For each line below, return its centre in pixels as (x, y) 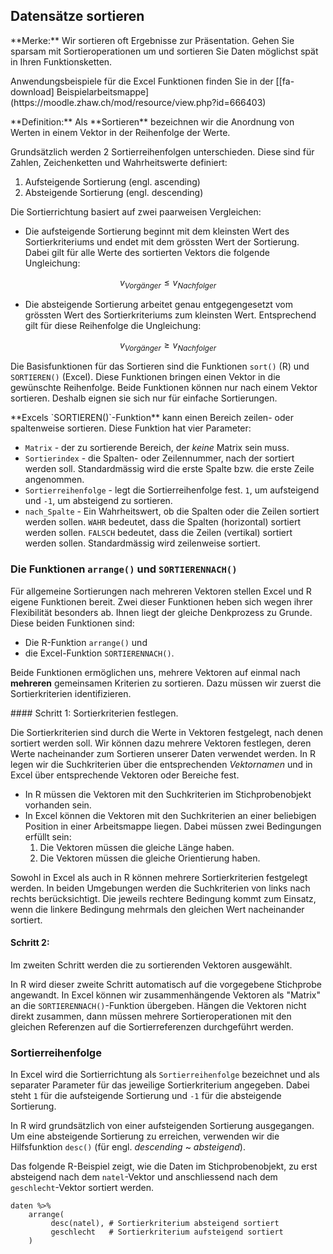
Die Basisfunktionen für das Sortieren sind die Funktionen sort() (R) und (160, 366)
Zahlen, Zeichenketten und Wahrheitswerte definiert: (119, 162)
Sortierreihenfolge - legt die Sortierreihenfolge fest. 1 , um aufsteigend (172, 490)
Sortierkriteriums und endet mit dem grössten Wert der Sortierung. (162, 241)
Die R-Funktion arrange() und (86, 642)
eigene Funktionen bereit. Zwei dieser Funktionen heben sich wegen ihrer (161, 601)
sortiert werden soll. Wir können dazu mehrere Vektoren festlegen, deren (161, 743)
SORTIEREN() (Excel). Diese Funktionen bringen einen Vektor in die (145, 377)
